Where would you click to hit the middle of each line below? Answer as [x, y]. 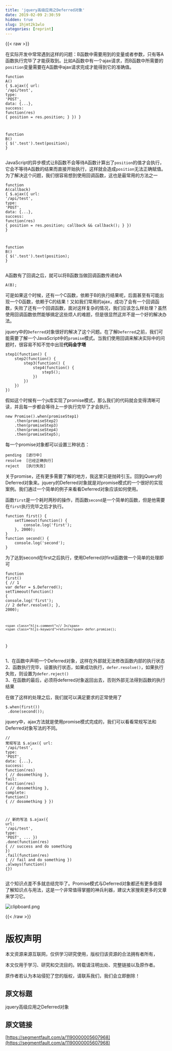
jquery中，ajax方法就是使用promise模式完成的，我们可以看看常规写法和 [81, 721]
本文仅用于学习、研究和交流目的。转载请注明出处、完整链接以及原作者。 [81, 965]
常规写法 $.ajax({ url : [29, 743]
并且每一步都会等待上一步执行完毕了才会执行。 [63, 407]
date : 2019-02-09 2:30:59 [33, 15]
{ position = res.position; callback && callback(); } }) [68, 226]
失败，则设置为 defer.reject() [37, 673]
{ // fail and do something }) [39, 860]
